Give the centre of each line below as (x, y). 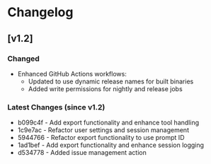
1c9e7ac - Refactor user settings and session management (103, 130)
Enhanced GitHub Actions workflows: (72, 74)
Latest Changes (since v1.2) (56, 107)
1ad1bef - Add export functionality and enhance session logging (110, 145)
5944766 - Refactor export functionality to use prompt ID (101, 138)
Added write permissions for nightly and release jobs (105, 88)
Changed (24, 59)
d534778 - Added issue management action (82, 153)
